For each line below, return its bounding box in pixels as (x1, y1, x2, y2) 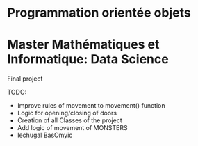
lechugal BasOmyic (17, 131, 73, 140)
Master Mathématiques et (7, 37, 160, 53)
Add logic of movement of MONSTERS (17, 124, 128, 132)
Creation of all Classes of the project (17, 116, 123, 124)
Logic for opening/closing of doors (17, 109, 117, 117)
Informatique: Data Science (7, 51, 169, 67)
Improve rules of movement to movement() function (17, 102, 165, 110)
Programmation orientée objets (7, 5, 191, 21)
